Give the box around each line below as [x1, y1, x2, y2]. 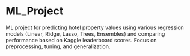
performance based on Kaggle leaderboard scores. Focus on [5, 36, 157, 43]
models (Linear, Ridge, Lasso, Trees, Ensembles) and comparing [5, 30, 165, 37]
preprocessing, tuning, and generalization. [5, 43, 111, 50]
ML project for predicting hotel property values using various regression [5, 24, 184, 31]
